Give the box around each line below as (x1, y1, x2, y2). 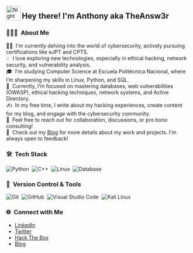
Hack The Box (14, 234, 49, 241)
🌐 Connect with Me (6, 208, 63, 217)
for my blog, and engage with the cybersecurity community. (6, 110, 150, 117)
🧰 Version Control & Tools (6, 180, 81, 188)
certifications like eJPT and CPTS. (6, 48, 89, 55)
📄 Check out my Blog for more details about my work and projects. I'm (6, 129, 177, 136)
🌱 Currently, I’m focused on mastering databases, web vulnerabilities (6, 82, 174, 89)
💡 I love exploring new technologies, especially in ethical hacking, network (6, 55, 187, 62)
